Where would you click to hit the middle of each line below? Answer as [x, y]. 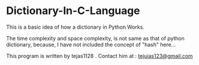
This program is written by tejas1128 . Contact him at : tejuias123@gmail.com [99, 56]
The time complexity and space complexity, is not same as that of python [95, 38]
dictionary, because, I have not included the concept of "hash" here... [91, 45]
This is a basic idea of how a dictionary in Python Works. [75, 27]
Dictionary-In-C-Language [73, 11]
